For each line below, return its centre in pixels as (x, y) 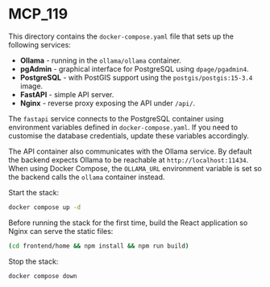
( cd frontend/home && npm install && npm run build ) (99, 246)
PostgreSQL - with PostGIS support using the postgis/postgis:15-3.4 (136, 77)
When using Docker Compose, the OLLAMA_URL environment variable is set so (135, 168)
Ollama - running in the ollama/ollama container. (100, 60)
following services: (39, 44)
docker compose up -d (45, 207)
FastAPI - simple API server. (67, 94)
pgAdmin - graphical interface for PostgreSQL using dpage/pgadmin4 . (134, 68)
